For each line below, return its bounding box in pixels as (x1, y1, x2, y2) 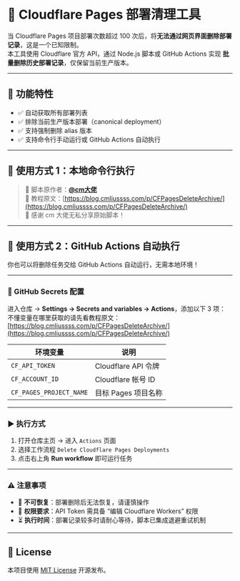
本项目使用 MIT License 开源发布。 (7, 566, 110, 575)
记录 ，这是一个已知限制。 (7, 40, 83, 49)
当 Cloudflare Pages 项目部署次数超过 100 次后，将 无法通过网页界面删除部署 (7, 31, 232, 40)
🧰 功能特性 (7, 88, 54, 100)
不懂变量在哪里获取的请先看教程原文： (7, 313, 120, 322)
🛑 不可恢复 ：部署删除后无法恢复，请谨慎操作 (17, 498, 149, 507)
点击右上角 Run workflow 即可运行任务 (17, 454, 133, 462)
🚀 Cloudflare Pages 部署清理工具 (7, 6, 201, 23)
